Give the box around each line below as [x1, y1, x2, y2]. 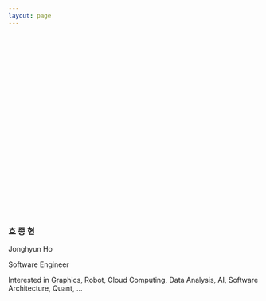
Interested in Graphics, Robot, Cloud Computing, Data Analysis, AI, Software [8, 275, 259, 284]
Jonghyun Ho [8, 244, 53, 253]
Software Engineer [8, 260, 69, 269]
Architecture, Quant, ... [8, 283, 83, 293]
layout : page [8, 11, 52, 20]
